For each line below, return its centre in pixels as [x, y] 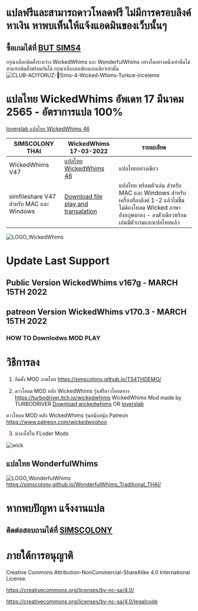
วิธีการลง [23, 363]
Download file [84, 196]
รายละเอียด [154, 147]
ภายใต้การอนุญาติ [40, 556]
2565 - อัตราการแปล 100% [65, 112]
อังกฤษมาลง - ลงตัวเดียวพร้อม [153, 214]
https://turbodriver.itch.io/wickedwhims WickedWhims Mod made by [98, 397]
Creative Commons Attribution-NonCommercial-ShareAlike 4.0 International [98, 573]
